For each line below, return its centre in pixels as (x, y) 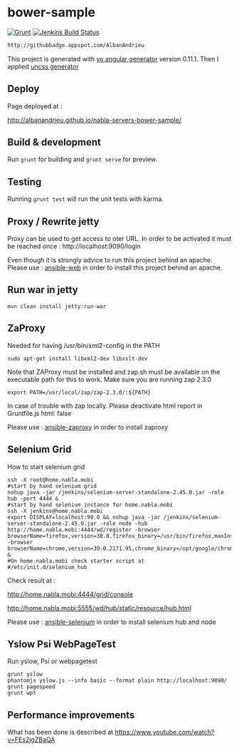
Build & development (54, 142)
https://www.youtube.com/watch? (165, 732)
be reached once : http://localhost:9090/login (74, 246)
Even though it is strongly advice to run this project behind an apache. (110, 260)
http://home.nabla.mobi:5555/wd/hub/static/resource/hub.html (100, 608)
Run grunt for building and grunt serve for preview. (83, 159)
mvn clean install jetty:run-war (57, 306)
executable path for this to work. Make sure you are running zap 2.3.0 (110, 379)
